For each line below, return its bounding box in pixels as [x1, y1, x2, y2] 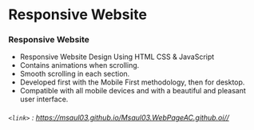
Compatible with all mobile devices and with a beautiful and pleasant [19, 86, 246, 96]
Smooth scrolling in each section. [19, 69, 130, 79]
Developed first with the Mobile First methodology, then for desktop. [19, 77, 245, 87]
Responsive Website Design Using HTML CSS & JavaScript [19, 52, 215, 61]
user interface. [19, 94, 69, 104]
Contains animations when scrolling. [19, 61, 140, 70]
